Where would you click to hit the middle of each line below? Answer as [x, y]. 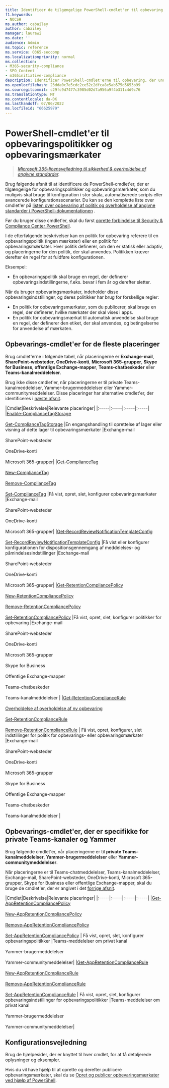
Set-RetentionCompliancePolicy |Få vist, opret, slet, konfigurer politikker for [83, 617]
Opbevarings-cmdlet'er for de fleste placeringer [82, 344]
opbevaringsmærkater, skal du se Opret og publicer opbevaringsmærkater [82, 1075]
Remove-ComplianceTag [31, 483]
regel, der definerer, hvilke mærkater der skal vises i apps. [73, 312]
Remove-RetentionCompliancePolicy [43, 607]
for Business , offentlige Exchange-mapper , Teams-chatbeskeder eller [80, 367]
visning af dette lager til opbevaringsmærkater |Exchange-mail [70, 429]
